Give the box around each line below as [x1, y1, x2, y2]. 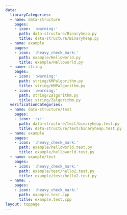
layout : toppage [5, 202, 40, 207]
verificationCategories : [10, 102, 63, 107]
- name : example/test [10, 154, 56, 159]
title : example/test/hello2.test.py [18, 173, 97, 178]
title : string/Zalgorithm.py [18, 97, 81, 102]
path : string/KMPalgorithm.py [18, 78, 83, 84]
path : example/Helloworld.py [18, 55, 81, 60]
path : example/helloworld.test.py [18, 145, 93, 150]
